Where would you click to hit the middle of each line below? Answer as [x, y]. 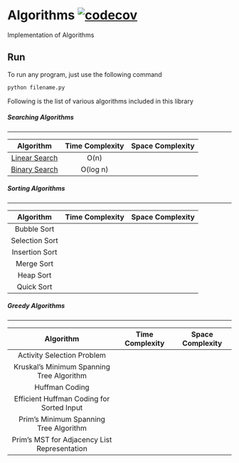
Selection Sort [34, 240]
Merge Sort [34, 263]
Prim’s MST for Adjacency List [62, 440]
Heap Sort [34, 275]
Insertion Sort [34, 252]
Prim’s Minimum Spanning [62, 419]
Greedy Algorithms [36, 306]
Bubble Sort [34, 229]
